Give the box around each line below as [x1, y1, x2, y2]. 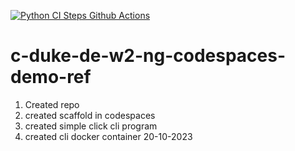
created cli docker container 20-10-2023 [24, 130, 193, 142]
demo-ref [10, 66, 92, 89]
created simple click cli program [24, 120, 158, 132]
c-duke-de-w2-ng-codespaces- [10, 45, 287, 67]
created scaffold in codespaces [24, 109, 156, 121]
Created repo [24, 98, 80, 110]
